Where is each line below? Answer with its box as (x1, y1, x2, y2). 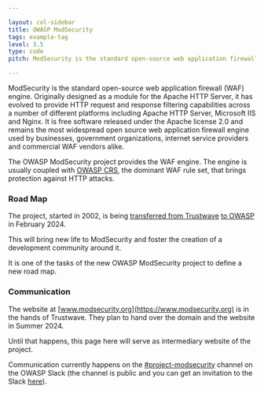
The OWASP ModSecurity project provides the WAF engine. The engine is (8, 157, 247, 166)
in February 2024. (8, 219, 67, 229)
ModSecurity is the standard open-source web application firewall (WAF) (8, 83, 245, 93)
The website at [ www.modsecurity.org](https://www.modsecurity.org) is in (8, 304, 250, 314)
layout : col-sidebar (8, 18, 76, 26)
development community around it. (8, 243, 122, 252)
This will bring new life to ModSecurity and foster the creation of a (8, 235, 222, 244)
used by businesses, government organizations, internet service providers (8, 134, 249, 142)
